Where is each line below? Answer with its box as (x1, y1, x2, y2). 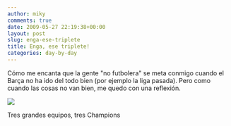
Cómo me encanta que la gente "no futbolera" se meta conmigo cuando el (7, 68, 225, 77)
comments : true (7, 17, 52, 24)
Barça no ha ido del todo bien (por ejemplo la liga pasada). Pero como (7, 76, 211, 84)
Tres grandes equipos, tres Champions (7, 111, 121, 119)
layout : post (7, 30, 46, 37)
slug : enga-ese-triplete (7, 37, 81, 44)
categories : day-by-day (7, 50, 78, 57)
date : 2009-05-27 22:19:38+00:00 (7, 23, 106, 30)
